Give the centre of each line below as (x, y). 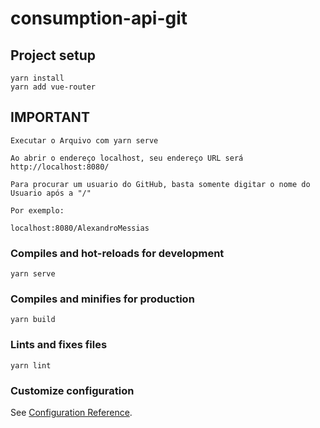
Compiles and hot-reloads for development (117, 253)
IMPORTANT (50, 117)
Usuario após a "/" (51, 193)
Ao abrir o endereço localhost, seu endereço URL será (127, 158)
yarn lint (31, 365)
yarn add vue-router (53, 87)
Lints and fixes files (59, 345)
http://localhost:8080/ (60, 167)
